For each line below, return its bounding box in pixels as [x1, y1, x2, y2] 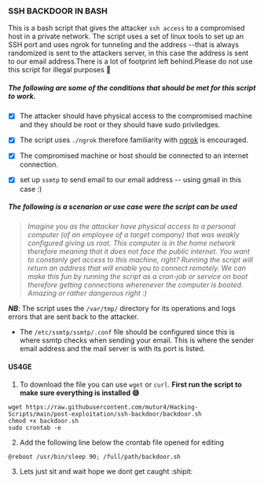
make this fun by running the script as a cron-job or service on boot [27, 272, 248, 281]
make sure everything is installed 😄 [19, 387, 140, 398]
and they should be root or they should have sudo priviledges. [19, 120, 221, 130]
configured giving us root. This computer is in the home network [27, 238, 236, 248]
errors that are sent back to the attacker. [8, 312, 139, 321]
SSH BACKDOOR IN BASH [8, 5, 108, 16]
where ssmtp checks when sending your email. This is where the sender [19, 335, 255, 345]
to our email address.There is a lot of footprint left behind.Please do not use [8, 57, 253, 66]
